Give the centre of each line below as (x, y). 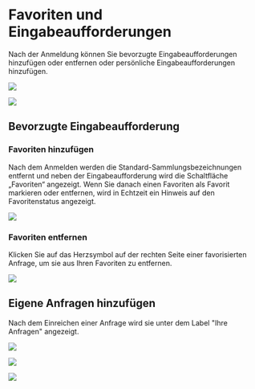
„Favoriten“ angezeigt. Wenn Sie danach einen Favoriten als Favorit (119, 184)
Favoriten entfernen (48, 237)
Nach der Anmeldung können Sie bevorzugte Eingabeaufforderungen (123, 54)
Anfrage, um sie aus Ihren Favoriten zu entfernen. (90, 263)
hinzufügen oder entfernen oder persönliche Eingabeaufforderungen (121, 63)
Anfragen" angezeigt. (44, 331)
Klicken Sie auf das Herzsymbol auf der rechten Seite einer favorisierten (127, 254)
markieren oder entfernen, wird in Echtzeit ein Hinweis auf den (111, 192)
